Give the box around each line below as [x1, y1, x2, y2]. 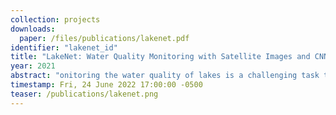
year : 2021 [10, 61, 56, 71]
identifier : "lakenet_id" [10, 42, 118, 53]
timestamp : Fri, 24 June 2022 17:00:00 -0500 [10, 80, 203, 90]
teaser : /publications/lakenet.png [10, 89, 159, 99]
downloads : [10, 24, 56, 34]
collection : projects [10, 14, 101, 25]
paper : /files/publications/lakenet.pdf [19, 33, 190, 43]
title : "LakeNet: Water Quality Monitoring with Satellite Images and [10, 52, 311, 62]
